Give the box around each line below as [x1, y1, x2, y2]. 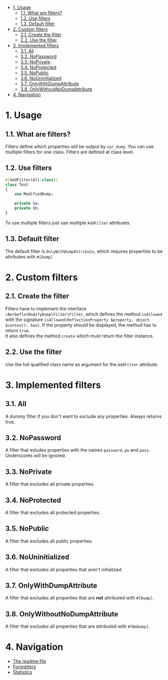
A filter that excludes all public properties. [5, 538, 93, 544]
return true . [5, 327, 30, 333]
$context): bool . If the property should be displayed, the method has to [5, 322, 157, 328]
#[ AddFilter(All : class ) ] [5, 177, 58, 183]
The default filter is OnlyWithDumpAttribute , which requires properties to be [5, 248, 163, 254]
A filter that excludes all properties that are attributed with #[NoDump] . [5, 623, 150, 630]
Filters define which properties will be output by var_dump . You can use [5, 144, 154, 149]
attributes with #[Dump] [5, 253, 53, 259]
